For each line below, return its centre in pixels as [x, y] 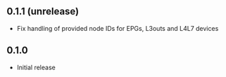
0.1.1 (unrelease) [43, 12]
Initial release [36, 67]
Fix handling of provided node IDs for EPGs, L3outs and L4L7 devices [118, 28]
